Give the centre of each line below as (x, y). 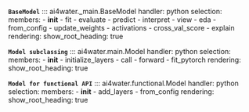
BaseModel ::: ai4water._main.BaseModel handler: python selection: (115, 11)
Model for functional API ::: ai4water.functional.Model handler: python (123, 83)
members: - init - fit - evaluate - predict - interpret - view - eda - (112, 20)
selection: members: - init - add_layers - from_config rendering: (111, 92)
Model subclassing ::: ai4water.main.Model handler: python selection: (119, 51)
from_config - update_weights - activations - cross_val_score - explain (121, 28)
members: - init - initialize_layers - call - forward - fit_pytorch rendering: (125, 60)
